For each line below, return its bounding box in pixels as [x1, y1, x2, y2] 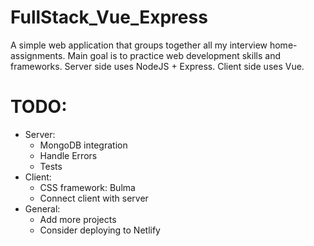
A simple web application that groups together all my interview [10, 39, 268, 51]
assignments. [10, 49, 66, 61]
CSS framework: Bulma [39, 181, 136, 193]
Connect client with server [39, 192, 149, 204]
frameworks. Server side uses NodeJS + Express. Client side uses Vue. [10, 60, 305, 72]
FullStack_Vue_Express [10, 6, 208, 29]
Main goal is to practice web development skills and [67, 49, 282, 61]
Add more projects [39, 213, 117, 225]
